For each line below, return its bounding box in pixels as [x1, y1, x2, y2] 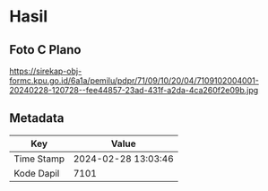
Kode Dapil [13, 167, 60, 179]
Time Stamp [13, 152, 65, 165]
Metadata [9, 110, 65, 126]
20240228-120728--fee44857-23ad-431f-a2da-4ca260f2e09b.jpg [9, 85, 259, 95]
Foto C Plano [9, 42, 82, 57]
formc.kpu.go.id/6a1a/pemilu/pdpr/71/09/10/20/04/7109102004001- [9, 75, 260, 86]
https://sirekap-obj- [9, 65, 82, 76]
